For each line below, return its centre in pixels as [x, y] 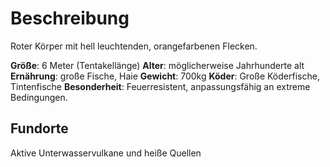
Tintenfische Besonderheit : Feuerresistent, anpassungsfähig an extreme [160, 86]
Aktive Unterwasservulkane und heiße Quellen [106, 153]
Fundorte [39, 128]
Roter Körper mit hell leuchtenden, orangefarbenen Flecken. [134, 46]
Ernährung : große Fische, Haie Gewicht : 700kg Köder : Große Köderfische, [165, 76]
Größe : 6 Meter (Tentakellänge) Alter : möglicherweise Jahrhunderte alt [157, 65]
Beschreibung [70, 18]
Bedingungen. [39, 97]
